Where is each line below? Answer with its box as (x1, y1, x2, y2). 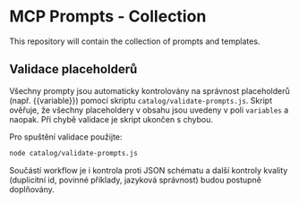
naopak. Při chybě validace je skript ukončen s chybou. (9, 114, 213, 124)
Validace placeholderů (9, 62, 138, 77)
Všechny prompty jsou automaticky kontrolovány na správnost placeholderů (9, 85, 290, 96)
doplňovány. (9, 183, 56, 194)
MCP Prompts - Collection (9, 6, 207, 27)
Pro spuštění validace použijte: (9, 131, 123, 142)
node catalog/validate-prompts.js (9, 148, 139, 157)
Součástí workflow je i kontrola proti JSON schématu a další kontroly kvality (9, 165, 288, 175)
